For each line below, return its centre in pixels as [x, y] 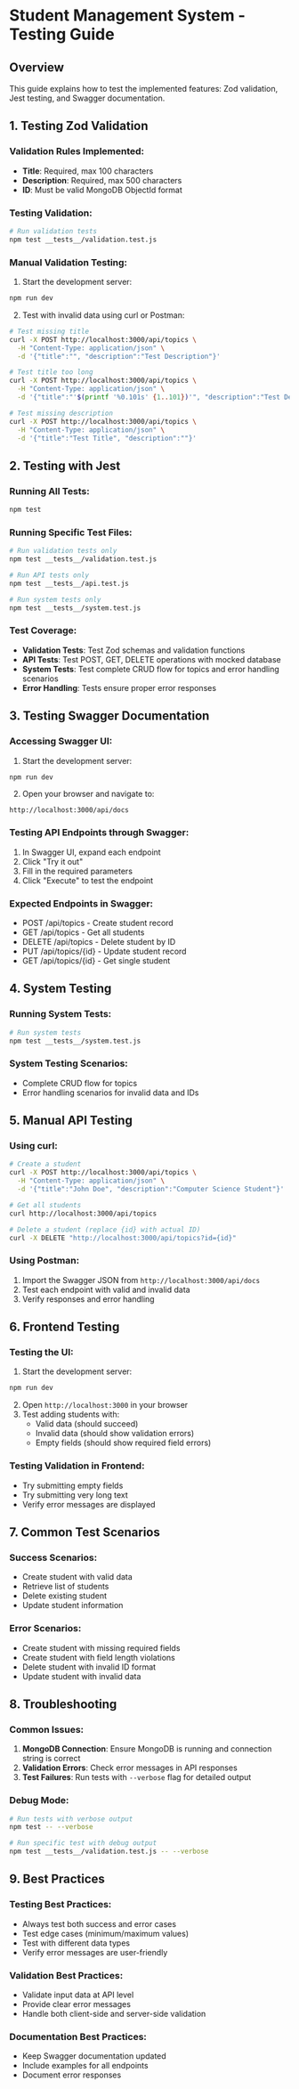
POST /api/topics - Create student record [97, 923]
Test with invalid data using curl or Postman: [103, 315]
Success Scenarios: [53, 1557]
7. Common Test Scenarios [85, 1532]
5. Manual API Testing [71, 1121]
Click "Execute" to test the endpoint [88, 880]
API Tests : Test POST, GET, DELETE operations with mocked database [152, 659]
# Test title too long [51, 372]
